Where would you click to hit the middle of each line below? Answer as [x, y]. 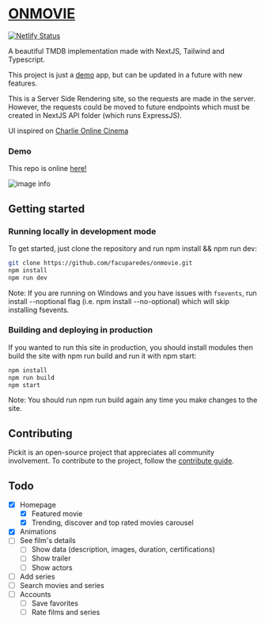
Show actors [52, 568]
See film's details [48, 541]
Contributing [40, 433]
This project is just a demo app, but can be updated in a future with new [125, 74]
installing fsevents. [39, 310]
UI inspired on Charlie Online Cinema [68, 131]
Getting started [47, 209]
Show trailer [51, 558]
